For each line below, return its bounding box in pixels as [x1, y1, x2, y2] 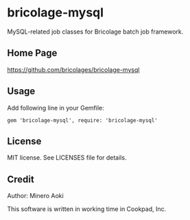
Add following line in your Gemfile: [7, 103, 104, 112]
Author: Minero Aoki [7, 192, 64, 200]
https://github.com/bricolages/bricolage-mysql [7, 65, 140, 73]
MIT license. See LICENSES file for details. [7, 154, 127, 162]
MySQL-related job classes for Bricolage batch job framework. [7, 27, 184, 36]
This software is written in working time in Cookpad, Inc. [7, 205, 167, 213]
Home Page [7, 47, 58, 59]
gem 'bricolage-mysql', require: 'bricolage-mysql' [7, 117, 158, 124]
